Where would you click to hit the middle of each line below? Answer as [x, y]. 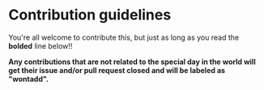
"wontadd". [28, 79]
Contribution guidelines [90, 15]
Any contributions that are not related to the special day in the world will [132, 62]
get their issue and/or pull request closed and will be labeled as [117, 70]
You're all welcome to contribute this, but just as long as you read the [124, 37]
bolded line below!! [40, 45]
